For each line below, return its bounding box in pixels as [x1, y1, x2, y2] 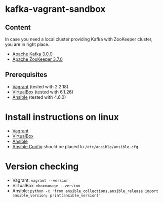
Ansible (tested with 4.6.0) [12, 94, 66, 100]
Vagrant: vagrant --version [12, 177, 69, 183]
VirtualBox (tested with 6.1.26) [12, 89, 74, 95]
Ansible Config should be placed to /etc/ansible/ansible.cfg [12, 143, 138, 149]
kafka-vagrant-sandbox [5, 3, 106, 15]
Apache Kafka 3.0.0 [12, 51, 53, 57]
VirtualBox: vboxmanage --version [12, 182, 81, 188]
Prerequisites [5, 71, 47, 79]
